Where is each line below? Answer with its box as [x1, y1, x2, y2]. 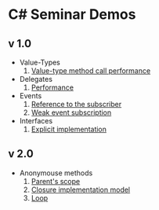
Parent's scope [31, 176, 81, 186]
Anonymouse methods [19, 168, 93, 178]
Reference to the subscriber [31, 100, 122, 109]
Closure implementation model [31, 185, 131, 194]
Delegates [19, 75, 53, 83]
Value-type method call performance [31, 66, 151, 76]
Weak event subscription [31, 108, 112, 117]
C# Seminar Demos [8, 6, 136, 24]
